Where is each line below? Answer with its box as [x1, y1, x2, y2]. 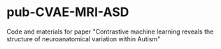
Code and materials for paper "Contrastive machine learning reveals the [6, 27, 214, 36]
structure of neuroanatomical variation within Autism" [6, 34, 161, 43]
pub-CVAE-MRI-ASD [6, 4, 129, 20]
